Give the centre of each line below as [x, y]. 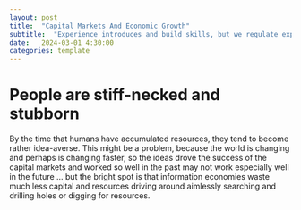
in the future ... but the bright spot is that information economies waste [140, 177]
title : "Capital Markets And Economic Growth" [100, 26]
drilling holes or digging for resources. [80, 196]
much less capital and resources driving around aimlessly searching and [142, 186]
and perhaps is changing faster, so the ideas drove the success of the [138, 158]
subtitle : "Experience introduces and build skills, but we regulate [144, 34]
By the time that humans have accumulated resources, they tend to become [149, 139]
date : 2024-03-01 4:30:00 [62, 42]
